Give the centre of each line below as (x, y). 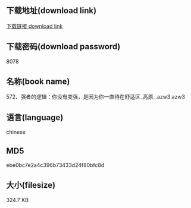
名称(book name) (38, 82)
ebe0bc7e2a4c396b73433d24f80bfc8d (55, 165)
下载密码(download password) (63, 47)
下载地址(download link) (51, 11)
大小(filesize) (31, 185)
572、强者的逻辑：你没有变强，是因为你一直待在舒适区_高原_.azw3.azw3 (96, 97)
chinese (16, 132)
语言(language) (35, 117)
